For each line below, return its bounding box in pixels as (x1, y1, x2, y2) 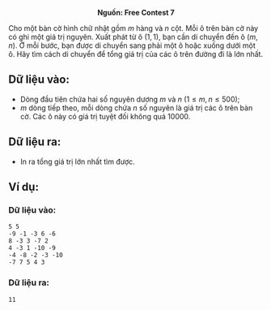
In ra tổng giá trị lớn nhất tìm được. (19, 157, 135, 166)
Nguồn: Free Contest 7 (96, 8, 176, 17)
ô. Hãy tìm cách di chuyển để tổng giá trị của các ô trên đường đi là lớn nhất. (8, 50, 264, 58)
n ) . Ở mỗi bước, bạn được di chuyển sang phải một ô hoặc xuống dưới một (8, 41, 256, 50)
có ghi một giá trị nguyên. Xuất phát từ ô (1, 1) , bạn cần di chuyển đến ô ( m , (8, 32, 258, 41)
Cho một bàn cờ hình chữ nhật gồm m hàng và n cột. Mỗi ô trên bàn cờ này (8, 24, 259, 32)
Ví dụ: (8, 180, 39, 194)
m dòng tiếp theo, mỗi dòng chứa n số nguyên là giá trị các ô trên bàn (19, 102, 253, 113)
